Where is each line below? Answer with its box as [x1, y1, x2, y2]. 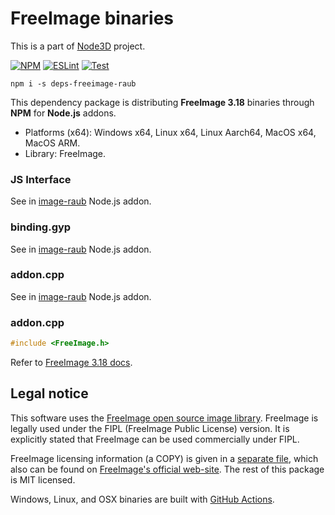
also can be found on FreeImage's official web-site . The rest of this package [10, 463, 325, 475]
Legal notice [10, 385, 89, 402]
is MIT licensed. [10, 473, 76, 486]
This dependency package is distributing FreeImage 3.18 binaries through [10, 96, 315, 108]
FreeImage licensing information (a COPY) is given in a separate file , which [10, 452, 319, 464]
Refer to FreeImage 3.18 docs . [10, 357, 133, 368]
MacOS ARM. [24, 137, 81, 149]
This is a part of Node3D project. [10, 40, 146, 52]
